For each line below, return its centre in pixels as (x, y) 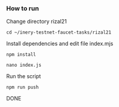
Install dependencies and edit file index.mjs (60, 44)
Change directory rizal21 (37, 22)
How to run (23, 8)
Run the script (23, 76)
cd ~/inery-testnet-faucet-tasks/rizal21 (59, 32)
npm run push (23, 87)
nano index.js (24, 65)
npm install (21, 55)
